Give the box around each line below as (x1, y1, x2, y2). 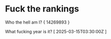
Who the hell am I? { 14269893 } (5, 19, 70, 25)
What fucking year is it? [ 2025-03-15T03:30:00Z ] (5, 28, 107, 34)
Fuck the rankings (5, 3, 79, 14)
